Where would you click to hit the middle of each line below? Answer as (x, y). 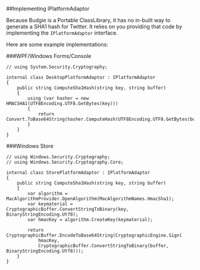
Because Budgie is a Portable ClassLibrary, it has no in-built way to (88, 20)
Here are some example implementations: (57, 45)
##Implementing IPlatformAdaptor (48, 9)
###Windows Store (30, 146)
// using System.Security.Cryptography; (57, 67)
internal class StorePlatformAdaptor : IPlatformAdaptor (78, 173)
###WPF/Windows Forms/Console (49, 56)
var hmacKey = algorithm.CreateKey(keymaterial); (90, 220)
